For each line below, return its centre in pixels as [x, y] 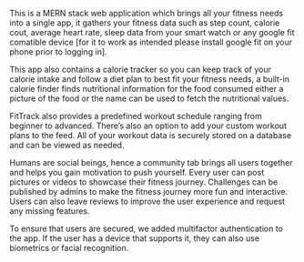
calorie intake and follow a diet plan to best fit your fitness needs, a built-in [149, 79]
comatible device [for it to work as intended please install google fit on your [151, 42]
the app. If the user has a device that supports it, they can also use [135, 238]
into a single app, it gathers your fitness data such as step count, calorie [145, 23]
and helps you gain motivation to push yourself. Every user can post [137, 172]
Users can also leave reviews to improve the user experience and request [147, 201]
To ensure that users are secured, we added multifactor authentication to [147, 228]
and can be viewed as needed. [67, 145]
